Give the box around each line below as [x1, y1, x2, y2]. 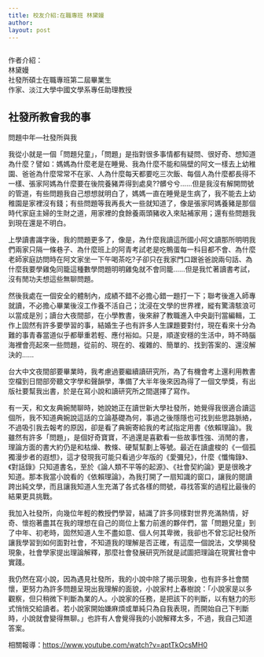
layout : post [8, 26, 51, 34]
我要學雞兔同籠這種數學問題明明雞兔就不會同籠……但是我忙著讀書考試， [21, 264, 255, 274]
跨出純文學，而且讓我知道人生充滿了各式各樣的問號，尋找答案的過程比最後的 [8, 482, 256, 492]
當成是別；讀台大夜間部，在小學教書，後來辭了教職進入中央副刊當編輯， [14, 311, 249, 320]
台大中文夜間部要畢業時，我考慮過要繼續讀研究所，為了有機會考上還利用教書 [8, 367, 256, 376]
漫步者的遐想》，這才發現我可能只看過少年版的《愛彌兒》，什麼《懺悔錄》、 [14, 452, 253, 462]
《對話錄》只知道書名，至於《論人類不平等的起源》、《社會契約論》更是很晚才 [8, 462, 253, 472]
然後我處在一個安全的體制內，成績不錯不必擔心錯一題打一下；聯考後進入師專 [8, 291, 256, 301]
